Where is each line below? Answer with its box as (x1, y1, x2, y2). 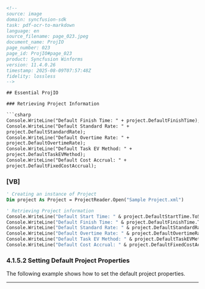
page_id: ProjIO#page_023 (6, 51, 72, 57)
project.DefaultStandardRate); (6, 129, 86, 135)
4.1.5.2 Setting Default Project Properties (6, 256, 130, 265)
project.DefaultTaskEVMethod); (6, 152, 86, 158)
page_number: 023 (6, 45, 51, 51)
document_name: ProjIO (6, 39, 64, 45)
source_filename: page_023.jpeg (6, 34, 88, 40)
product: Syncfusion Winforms (6, 56, 84, 62)
